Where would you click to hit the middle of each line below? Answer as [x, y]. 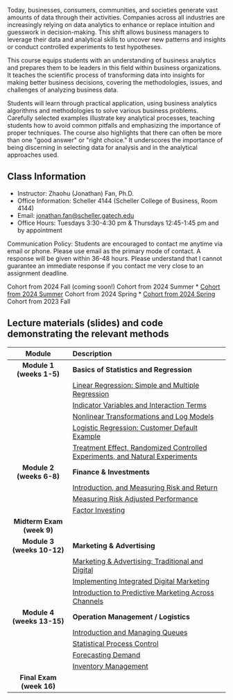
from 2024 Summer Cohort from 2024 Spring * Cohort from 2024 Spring [111, 293]
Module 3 [38, 541]
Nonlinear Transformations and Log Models [143, 416]
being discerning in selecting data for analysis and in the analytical [102, 147]
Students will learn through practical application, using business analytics [112, 103]
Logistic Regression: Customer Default [135, 427]
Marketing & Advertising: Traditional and [138, 561]
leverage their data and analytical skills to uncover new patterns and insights [116, 40]
